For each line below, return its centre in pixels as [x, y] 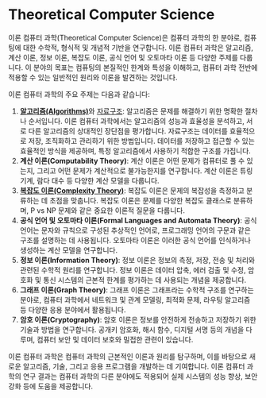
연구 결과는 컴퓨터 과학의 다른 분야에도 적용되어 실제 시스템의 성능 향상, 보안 [140, 376]
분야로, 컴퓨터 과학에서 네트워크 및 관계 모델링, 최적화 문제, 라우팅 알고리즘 [135, 299]
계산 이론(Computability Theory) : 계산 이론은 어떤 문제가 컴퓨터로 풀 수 [132, 160]
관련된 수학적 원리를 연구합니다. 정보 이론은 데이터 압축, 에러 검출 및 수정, [133, 270]
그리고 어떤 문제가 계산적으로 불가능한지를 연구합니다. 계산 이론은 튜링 [145, 170]
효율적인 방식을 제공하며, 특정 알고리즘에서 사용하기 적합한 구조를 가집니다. [135, 151]
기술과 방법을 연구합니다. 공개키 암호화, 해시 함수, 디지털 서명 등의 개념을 [132, 329]
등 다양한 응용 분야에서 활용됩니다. [73, 309]
